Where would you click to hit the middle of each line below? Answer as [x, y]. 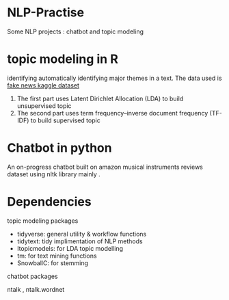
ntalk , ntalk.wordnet [36, 289]
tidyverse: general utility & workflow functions [82, 234]
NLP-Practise [45, 13]
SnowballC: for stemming [53, 263]
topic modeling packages [43, 221]
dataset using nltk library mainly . [54, 174]
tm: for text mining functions [57, 256]
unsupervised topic [44, 106]
